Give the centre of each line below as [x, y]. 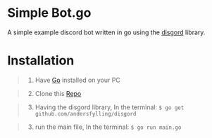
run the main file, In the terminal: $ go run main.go [108, 127]
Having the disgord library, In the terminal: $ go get [110, 107]
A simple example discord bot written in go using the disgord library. [106, 32]
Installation [41, 61]
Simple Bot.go [49, 13]
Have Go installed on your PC [78, 80]
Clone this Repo [58, 93]
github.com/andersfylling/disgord [86, 113]
